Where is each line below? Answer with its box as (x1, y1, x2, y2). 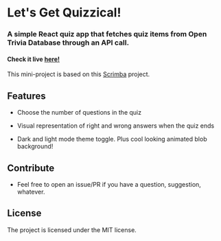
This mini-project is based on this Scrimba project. (7, 70, 150, 78)
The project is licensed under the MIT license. (7, 225, 137, 234)
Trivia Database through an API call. (7, 38, 129, 47)
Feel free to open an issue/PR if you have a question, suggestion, (16, 180, 201, 188)
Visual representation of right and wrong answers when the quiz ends (16, 122, 215, 130)
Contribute (7, 162, 55, 174)
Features (7, 90, 46, 102)
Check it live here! (7, 55, 60, 63)
